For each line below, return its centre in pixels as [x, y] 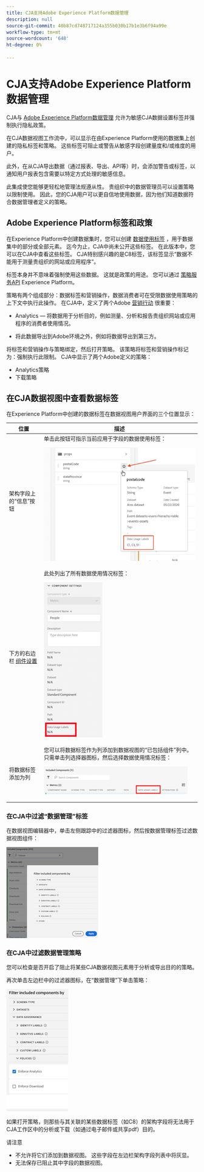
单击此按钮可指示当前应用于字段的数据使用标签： [105, 439]
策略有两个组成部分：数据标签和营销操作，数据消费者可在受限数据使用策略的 [102, 295]
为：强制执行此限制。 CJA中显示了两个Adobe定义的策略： [79, 357]
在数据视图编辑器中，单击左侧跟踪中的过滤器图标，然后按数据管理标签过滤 [99, 830]
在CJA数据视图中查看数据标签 [63, 398]
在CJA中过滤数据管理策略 [44, 953]
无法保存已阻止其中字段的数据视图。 [60, 1163]
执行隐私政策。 [30, 125]
